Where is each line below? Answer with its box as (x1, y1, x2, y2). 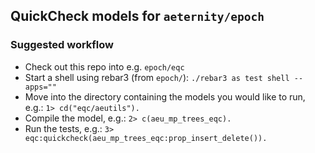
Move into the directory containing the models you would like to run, (24, 90, 306, 103)
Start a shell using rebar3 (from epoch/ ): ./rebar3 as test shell (24, 71, 290, 83)
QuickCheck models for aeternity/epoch (10, 8, 265, 25)
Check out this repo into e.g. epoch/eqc (24, 60, 185, 73)
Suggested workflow (10, 38, 115, 52)
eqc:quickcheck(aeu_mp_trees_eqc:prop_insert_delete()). (24, 133, 268, 143)
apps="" (24, 82, 57, 92)
